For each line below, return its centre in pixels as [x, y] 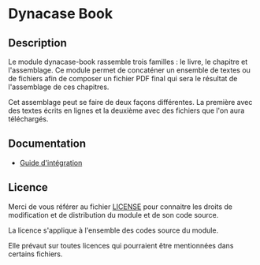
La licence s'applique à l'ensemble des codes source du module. [113, 230]
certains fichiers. [35, 254]
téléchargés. [28, 119]
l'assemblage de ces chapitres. [59, 87]
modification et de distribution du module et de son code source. [113, 215]
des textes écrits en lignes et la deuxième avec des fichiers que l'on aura [126, 110]
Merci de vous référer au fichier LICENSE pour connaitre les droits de [121, 207]
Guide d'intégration [51, 162]
